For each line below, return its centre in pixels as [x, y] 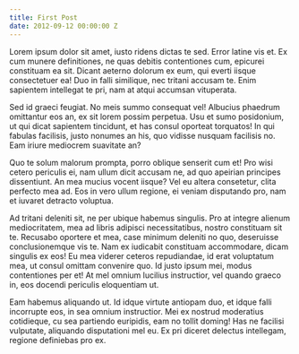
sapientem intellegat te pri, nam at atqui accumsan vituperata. [123, 90]
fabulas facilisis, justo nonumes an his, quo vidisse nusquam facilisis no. [142, 135]
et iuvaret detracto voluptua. [61, 200]
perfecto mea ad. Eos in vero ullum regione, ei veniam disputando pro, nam [148, 191]
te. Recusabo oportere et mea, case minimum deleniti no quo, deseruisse [144, 237]
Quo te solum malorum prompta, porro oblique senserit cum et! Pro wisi [141, 162]
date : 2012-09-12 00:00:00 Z [64, 26]
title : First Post [43, 17]
